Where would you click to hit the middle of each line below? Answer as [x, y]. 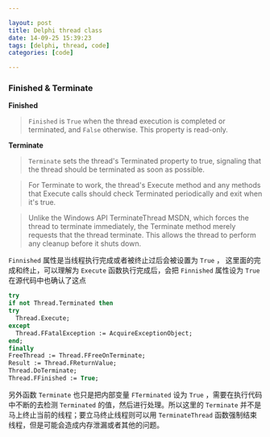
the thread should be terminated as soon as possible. [116, 169]
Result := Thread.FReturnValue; [62, 364]
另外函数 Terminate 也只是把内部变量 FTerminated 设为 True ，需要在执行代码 [135, 394]
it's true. [42, 202]
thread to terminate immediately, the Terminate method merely [132, 227]
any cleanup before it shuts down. [85, 243]
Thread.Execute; [43, 318]
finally [21, 348]
